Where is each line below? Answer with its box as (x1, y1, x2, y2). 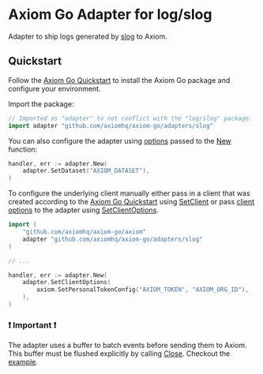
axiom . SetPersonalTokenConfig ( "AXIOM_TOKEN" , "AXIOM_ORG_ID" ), (36, 286, 249, 294)
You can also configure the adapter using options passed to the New (8, 136, 231, 145)
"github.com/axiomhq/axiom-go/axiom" (22, 228, 147, 236)
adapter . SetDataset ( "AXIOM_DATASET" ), (22, 167, 150, 175)
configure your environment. (8, 84, 101, 93)
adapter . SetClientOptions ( (22, 279, 111, 286)
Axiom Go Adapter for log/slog (8, 6, 212, 24)
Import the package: (8, 99, 74, 108)
